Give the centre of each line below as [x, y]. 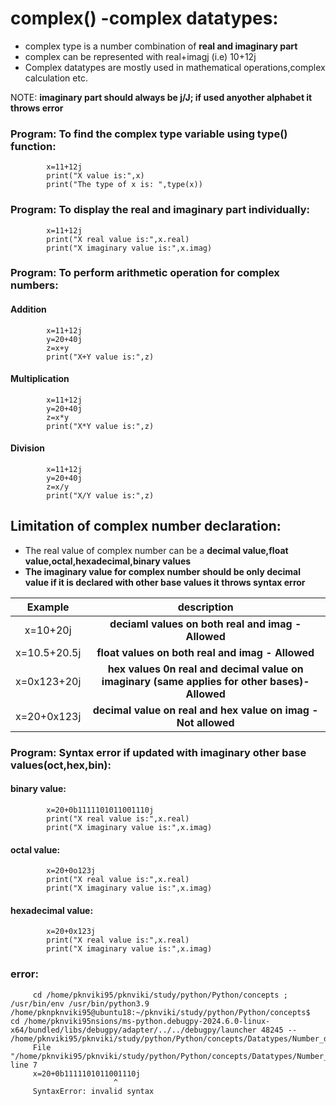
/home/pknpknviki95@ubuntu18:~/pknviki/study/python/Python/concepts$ [160, 1012]
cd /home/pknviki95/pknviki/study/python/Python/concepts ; [160, 995]
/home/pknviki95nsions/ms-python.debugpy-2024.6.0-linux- [147, 1021]
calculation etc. [56, 78]
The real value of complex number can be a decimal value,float [156, 550]
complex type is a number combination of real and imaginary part [161, 46]
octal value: [35, 849]
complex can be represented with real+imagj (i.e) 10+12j [140, 56]
